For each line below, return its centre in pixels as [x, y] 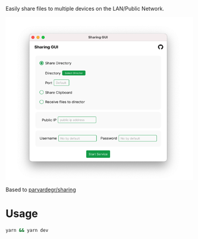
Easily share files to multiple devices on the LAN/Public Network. [85, 9]
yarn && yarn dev [27, 231]
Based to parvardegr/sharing [41, 190]
